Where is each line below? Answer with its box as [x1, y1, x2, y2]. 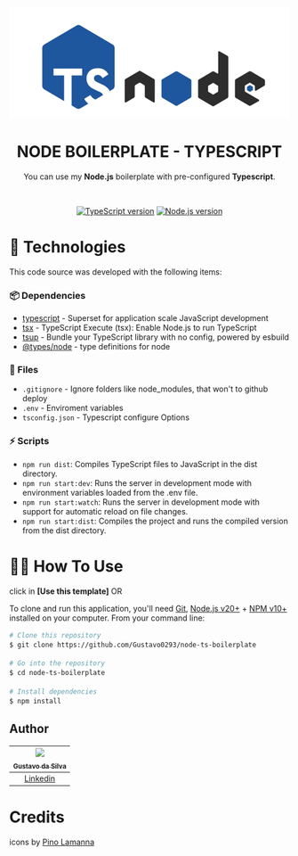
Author [9, 721, 49, 737]
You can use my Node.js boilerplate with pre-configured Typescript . [23, 171, 276, 182]
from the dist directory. [21, 524, 107, 536]
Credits [9, 807, 65, 827]
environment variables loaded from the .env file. [21, 487, 198, 498]
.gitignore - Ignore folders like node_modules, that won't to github [21, 383, 269, 394]
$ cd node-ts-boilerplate [9, 669, 105, 678]
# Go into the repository [9, 659, 105, 668]
